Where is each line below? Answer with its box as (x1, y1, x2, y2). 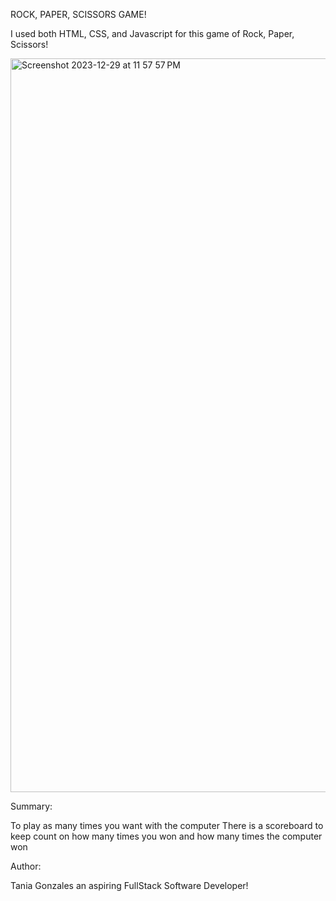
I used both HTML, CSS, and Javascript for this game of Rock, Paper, (10, 28, 295, 39)
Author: (10, 860, 42, 872)
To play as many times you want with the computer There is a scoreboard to (10, 820, 324, 831)
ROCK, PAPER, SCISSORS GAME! (10, 9, 147, 20)
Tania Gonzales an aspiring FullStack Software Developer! (10, 880, 249, 891)
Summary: (10, 800, 53, 812)
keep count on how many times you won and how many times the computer (10, 830, 323, 842)
